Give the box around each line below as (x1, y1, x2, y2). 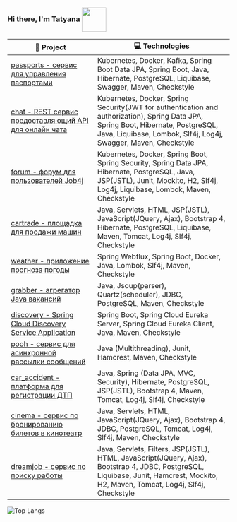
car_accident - (11, 373, 61, 383)
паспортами (11, 78, 53, 88)
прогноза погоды (11, 265, 71, 275)
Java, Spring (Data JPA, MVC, (97, 368, 196, 378)
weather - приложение (11, 256, 90, 266)
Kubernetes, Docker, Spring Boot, (97, 149, 208, 159)
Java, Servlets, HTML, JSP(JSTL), (97, 205, 209, 215)
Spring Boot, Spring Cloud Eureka (97, 310, 209, 320)
